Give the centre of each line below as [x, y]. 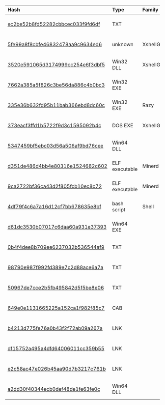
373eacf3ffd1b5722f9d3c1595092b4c [55, 126]
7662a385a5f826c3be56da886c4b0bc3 [56, 85]
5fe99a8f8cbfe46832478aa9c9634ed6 [55, 44]
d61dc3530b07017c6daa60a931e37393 [57, 227]
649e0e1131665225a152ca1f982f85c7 [56, 308]
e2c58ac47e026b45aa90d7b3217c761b [57, 369]
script [119, 210]
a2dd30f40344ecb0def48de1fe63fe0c [54, 389]
